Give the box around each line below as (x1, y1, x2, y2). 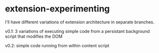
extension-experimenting (5, 3, 110, 14)
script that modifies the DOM (5, 33, 63, 39)
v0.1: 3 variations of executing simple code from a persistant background (5, 28, 150, 34)
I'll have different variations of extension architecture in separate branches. (5, 19, 155, 25)
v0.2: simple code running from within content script (5, 42, 110, 48)
